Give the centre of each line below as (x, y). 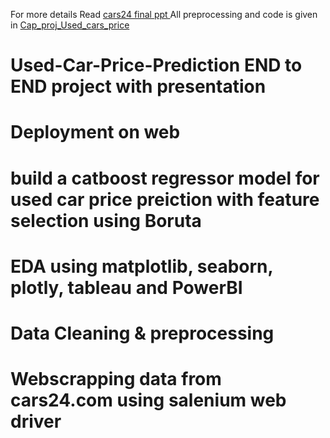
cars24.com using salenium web (148, 400)
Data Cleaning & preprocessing (142, 333)
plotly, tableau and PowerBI (126, 287)
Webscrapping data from (116, 379)
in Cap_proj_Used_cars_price (70, 25)
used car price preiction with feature (165, 199)
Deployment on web (95, 132)
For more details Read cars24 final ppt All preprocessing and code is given (164, 14)
